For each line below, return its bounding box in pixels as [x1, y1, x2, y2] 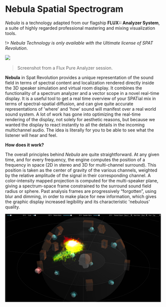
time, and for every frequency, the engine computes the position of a [5, 157, 145, 163]
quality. [5, 204, 20, 210]
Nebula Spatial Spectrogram [5, 3, 124, 15]
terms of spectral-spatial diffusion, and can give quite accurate [5, 100, 133, 107]
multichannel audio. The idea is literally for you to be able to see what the [5, 127, 154, 133]
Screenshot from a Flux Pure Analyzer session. [17, 65, 113, 71]
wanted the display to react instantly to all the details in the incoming [5, 122, 145, 128]
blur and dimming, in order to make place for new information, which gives [5, 193, 157, 199]
